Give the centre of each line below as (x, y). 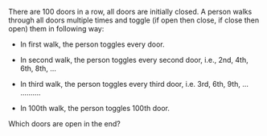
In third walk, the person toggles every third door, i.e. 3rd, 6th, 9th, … (134, 84)
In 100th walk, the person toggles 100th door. (95, 108)
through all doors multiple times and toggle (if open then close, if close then (134, 20)
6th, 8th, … (38, 68)
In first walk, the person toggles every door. (92, 44)
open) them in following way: (56, 29)
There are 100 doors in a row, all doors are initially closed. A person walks (130, 12)
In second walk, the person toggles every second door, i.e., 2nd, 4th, (134, 60)
